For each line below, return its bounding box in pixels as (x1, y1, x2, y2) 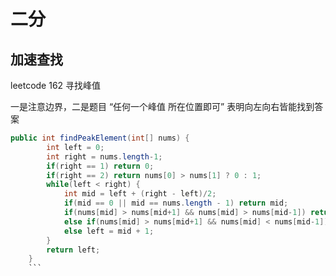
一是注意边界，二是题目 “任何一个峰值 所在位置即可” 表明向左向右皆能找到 (10, 101, 315, 112)
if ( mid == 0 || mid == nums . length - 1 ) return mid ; (63, 198, 289, 209)
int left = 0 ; (46, 142, 105, 152)
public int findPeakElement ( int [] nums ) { (10, 133, 190, 143)
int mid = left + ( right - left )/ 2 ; (63, 189, 217, 199)
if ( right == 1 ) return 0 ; (46, 161, 155, 171)
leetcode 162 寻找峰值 (10, 80, 102, 91)
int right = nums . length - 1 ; (46, 151, 163, 162)
